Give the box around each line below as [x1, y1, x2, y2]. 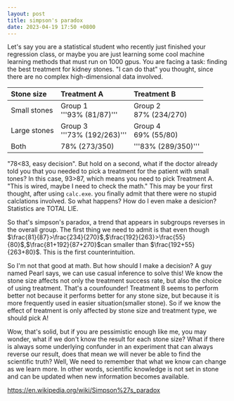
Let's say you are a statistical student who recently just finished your [7, 43, 206, 51]
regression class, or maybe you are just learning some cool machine [7, 50, 205, 58]
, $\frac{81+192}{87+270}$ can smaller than [24, 241, 149, 249]
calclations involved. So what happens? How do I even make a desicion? [7, 197, 216, 205]
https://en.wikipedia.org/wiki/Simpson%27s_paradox [7, 386, 160, 395]
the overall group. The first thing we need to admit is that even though [7, 226, 209, 234]
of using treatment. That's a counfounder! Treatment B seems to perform [7, 284, 219, 293]
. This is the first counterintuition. [39, 248, 136, 257]
